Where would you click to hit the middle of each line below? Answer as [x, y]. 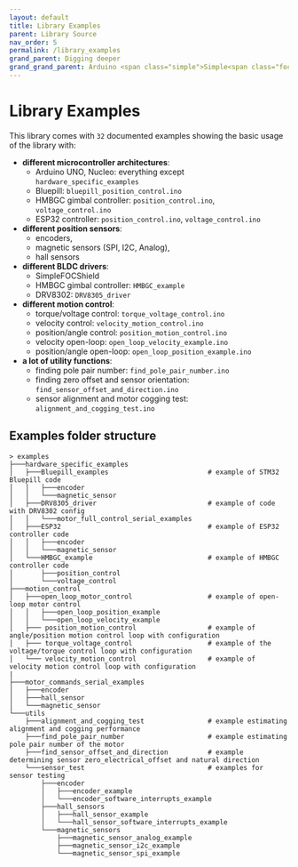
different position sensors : [72, 229]
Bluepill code [35, 480]
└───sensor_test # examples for [145, 767]
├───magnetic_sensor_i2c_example [118, 846]
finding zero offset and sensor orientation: [112, 380]
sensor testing [37, 775]
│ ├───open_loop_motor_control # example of [132, 597]
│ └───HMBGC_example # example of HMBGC [144, 558]
